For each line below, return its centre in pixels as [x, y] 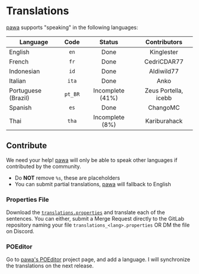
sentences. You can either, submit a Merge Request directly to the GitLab [95, 219]
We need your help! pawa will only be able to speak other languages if [92, 160]
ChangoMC [164, 107]
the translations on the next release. [50, 266]
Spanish [20, 107]
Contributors [164, 42]
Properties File [28, 199]
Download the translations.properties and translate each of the [86, 212]
